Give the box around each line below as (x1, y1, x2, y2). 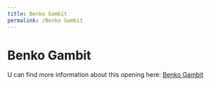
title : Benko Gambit (7, 10, 68, 18)
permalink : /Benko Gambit (7, 17, 83, 24)
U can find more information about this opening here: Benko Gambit (7, 70, 204, 79)
